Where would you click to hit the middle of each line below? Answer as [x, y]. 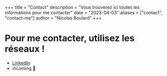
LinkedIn [21, 63]
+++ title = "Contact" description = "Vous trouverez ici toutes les [72, 7]
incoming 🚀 [24, 68]
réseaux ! [25, 49]
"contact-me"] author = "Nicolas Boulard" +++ [53, 18]
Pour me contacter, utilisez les [70, 39]
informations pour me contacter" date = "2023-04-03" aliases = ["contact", [83, 13]
